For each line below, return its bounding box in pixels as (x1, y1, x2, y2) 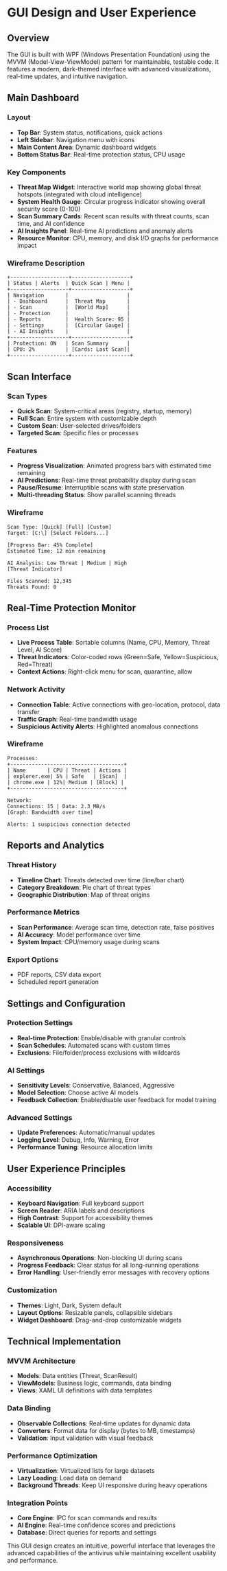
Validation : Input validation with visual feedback (16, 1434, 154, 1442)
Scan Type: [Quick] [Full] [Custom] (7, 523, 112, 530)
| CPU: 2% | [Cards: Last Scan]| (7, 346, 130, 353)
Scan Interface (7, 371, 72, 382)
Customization (7, 1285, 58, 1295)
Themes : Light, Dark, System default (16, 1301, 122, 1309)
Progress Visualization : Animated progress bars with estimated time (16, 461, 212, 470)
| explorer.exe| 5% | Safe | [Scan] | (7, 772, 128, 780)
